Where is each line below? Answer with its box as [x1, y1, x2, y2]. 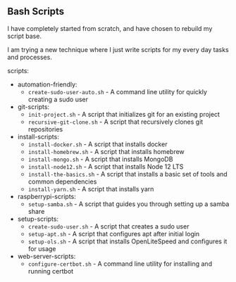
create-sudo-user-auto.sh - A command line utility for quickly [27, 87, 208, 96]
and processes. [7, 53, 53, 61]
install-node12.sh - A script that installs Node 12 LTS [27, 162, 184, 171]
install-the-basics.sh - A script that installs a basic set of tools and [27, 169, 228, 178]
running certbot [27, 267, 74, 275]
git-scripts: [17, 102, 50, 111]
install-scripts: [17, 132, 60, 141]
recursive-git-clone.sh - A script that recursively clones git [27, 117, 204, 126]
